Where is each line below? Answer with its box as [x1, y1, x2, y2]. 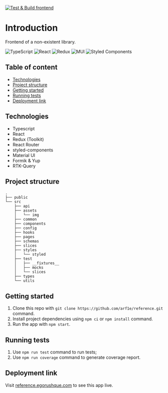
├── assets [14, 208, 37, 213]
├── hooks [14, 230, 35, 235]
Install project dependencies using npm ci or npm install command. [12, 316, 153, 322]
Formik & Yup [12, 157, 41, 163]
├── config [14, 226, 37, 231]
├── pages [14, 235, 35, 240]
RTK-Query [12, 163, 36, 169]
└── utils [14, 278, 35, 283]
